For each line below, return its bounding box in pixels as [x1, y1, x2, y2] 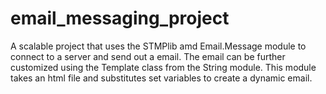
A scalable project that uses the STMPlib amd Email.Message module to [10, 40, 307, 52]
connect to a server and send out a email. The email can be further [10, 50, 286, 62]
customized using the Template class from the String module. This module [10, 61, 317, 73]
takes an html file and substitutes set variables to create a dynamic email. [10, 72, 313, 84]
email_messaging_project [10, 7, 230, 30]
